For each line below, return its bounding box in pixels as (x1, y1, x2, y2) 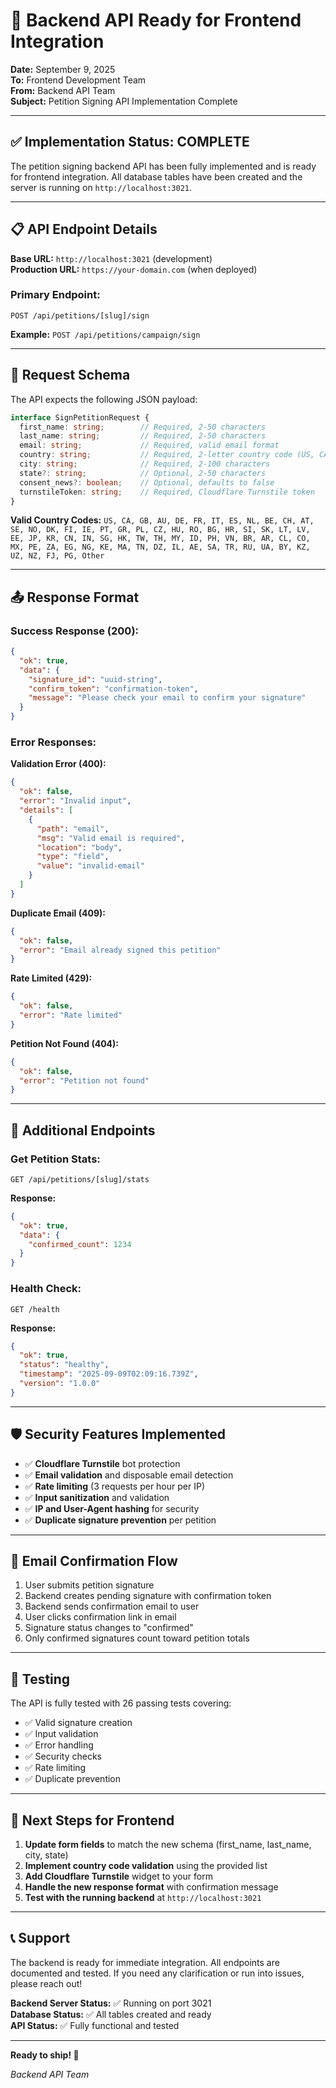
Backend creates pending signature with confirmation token (24, 1590, 272, 1602)
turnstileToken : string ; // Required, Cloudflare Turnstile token (19, 487, 315, 497)
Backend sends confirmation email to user (24, 1600, 200, 1613)
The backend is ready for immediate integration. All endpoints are (10, 1956, 280, 1968)
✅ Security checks (24, 1750, 102, 1763)
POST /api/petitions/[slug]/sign (10, 310, 150, 321)
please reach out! (10, 1977, 83, 1989)
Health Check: (10, 1282, 82, 1296)
